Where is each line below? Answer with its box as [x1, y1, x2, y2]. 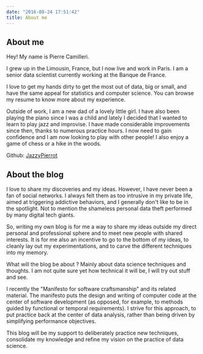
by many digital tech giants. [6, 211, 75, 219]
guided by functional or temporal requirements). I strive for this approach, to [6, 305, 196, 312]
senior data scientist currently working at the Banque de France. [6, 71, 167, 79]
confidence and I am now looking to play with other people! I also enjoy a [6, 134, 189, 141]
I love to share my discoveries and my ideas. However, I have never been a [6, 186, 193, 193]
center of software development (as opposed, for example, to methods [6, 298, 184, 305]
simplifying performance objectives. [6, 318, 96, 325]
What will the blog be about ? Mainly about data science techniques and [6, 260, 187, 268]
